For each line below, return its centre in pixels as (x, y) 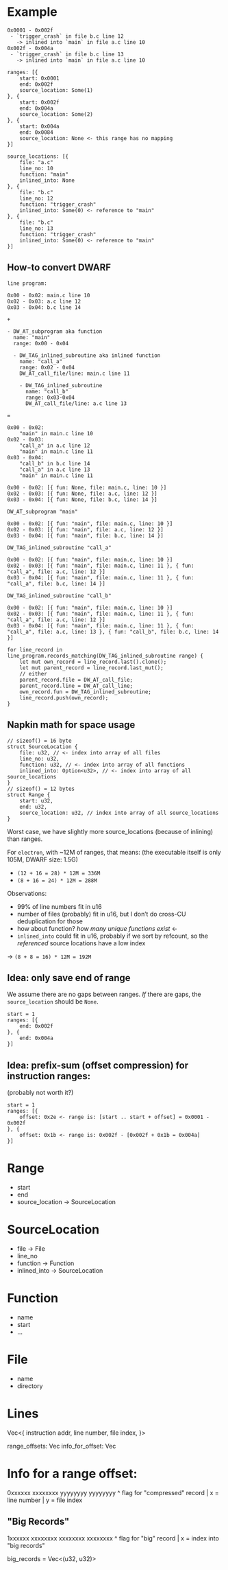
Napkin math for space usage (71, 725)
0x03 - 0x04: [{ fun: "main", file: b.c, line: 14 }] (86, 535)
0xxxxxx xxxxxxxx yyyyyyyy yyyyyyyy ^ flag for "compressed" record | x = (113, 1492)
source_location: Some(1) (56, 90)
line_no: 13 (36, 228)
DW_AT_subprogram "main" (42, 511)
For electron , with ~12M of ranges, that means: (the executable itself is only (114, 852)
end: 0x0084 (36, 132)
